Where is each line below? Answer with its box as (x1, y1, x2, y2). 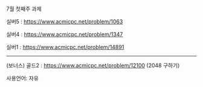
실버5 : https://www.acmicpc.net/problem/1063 (6, 18, 123, 25)
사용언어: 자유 (6, 74, 39, 82)
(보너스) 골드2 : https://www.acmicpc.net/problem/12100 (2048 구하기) (6, 62, 180, 69)
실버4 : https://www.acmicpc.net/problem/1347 (6, 31, 123, 38)
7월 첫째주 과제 (6, 5, 42, 12)
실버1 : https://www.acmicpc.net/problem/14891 (6, 44, 124, 50)
